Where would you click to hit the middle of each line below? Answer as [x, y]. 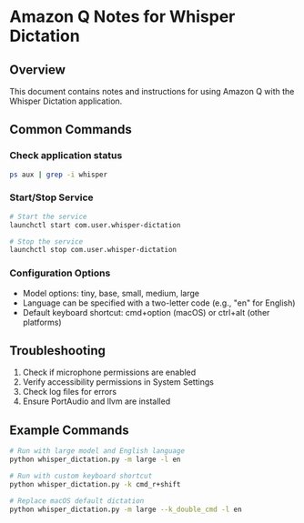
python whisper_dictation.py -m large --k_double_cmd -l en [126, 509]
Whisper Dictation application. [66, 101]
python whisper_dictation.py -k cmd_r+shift [95, 484]
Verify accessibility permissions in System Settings [118, 382]
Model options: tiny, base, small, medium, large [111, 293]
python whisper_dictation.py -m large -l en [95, 460]
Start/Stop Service [51, 197]
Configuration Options [60, 273]
